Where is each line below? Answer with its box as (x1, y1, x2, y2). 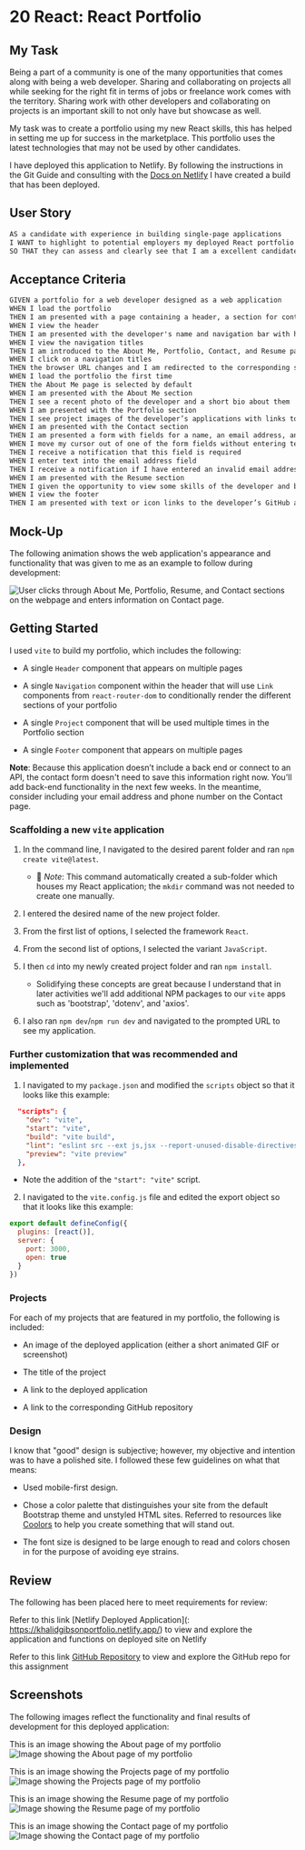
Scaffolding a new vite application (9, 823, 165, 835)
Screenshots (9, 1687, 84, 1703)
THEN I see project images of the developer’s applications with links (9, 414, 286, 424)
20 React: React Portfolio (9, 6, 202, 27)
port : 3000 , (25, 1245, 71, 1254)
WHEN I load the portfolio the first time (9, 372, 172, 381)
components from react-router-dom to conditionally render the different (22, 689, 291, 701)
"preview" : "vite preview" (25, 1149, 128, 1158)
